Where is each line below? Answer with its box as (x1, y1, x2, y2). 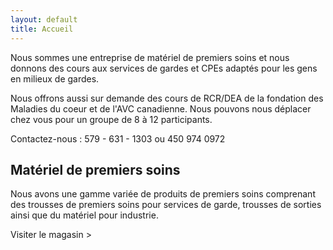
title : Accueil (10, 24, 74, 34)
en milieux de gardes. (10, 72, 100, 85)
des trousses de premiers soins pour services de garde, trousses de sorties (10, 199, 322, 211)
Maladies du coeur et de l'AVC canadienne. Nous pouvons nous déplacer (10, 102, 312, 115)
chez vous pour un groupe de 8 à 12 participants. (10, 113, 213, 125)
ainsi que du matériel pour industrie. (10, 209, 159, 221)
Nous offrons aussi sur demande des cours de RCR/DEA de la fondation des (10, 92, 324, 104)
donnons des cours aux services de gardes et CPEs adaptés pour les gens (10, 62, 318, 74)
